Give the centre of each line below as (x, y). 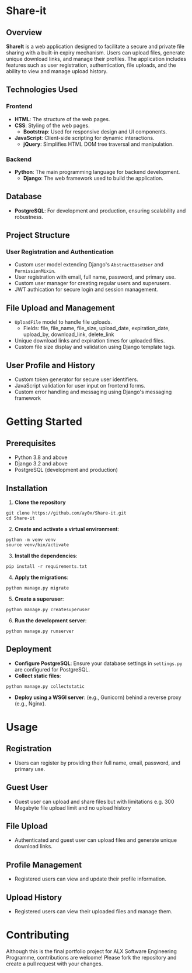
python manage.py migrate (37, 588)
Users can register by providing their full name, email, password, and (97, 763)
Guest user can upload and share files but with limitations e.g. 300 (94, 801)
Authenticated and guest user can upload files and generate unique (95, 840)
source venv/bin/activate (37, 545)
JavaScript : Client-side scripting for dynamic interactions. (84, 138)
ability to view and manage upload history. (57, 71)
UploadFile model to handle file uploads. (63, 322)
